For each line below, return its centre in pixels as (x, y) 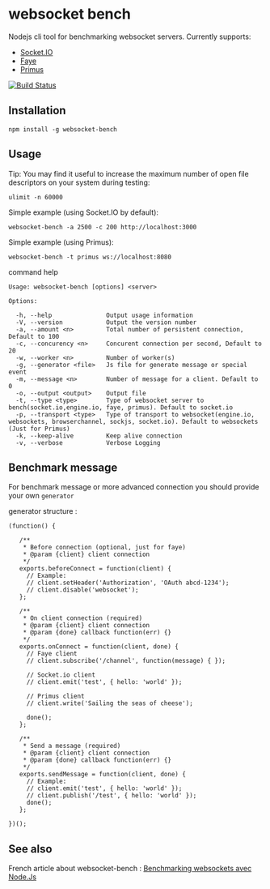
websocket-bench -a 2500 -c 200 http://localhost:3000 (103, 227)
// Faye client (52, 654)
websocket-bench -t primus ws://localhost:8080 (90, 257)
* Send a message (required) (72, 746)
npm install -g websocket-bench (63, 129)
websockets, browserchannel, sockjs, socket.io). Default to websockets (133, 421)
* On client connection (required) (83, 618)
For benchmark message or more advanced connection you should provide (134, 487)
